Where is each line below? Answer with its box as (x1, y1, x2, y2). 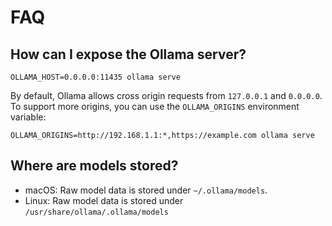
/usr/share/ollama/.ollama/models (24, 207, 169, 217)
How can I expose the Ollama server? (10, 46, 247, 63)
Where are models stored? (10, 157, 179, 175)
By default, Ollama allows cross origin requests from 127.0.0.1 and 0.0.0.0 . (10, 90, 323, 101)
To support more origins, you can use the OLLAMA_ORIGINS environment (10, 101, 300, 112)
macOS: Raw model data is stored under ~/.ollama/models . (24, 184, 268, 196)
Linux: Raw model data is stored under (24, 194, 184, 206)
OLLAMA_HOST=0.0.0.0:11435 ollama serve (10, 72, 182, 82)
